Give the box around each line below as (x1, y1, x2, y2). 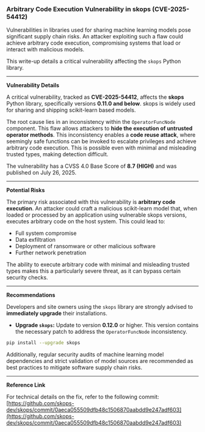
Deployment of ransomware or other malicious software (15, 243, 156, 250)
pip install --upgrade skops (6, 340, 81, 346)
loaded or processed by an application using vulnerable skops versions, (6, 211, 187, 218)
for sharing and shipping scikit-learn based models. (6, 106, 136, 114)
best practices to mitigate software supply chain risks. (6, 364, 143, 371)
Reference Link (6, 381, 46, 389)
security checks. (6, 274, 48, 281)
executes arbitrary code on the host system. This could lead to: (6, 218, 166, 225)
